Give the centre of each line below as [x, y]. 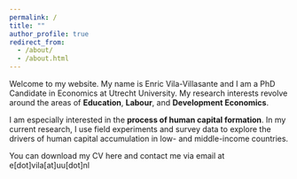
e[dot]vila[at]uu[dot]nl [50, 165]
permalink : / [33, 17]
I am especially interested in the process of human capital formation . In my [148, 120]
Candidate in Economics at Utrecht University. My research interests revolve [148, 93]
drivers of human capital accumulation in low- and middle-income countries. [149, 139]
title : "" [27, 26]
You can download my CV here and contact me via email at [117, 156]
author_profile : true [49, 34]
